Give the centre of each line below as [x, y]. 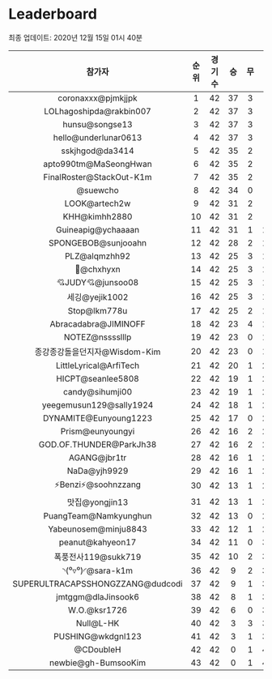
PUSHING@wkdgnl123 [98, 636]
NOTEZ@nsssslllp [98, 337]
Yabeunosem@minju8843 [98, 529]
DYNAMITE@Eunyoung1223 [98, 418]
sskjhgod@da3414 [98, 151]
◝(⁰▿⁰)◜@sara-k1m [98, 570]
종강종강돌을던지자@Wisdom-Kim [98, 352]
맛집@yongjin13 [98, 502]
